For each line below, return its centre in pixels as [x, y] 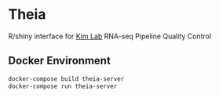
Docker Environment [60, 61]
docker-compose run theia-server [63, 86]
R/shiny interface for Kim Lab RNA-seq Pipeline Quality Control [110, 36]
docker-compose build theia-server [66, 79]
